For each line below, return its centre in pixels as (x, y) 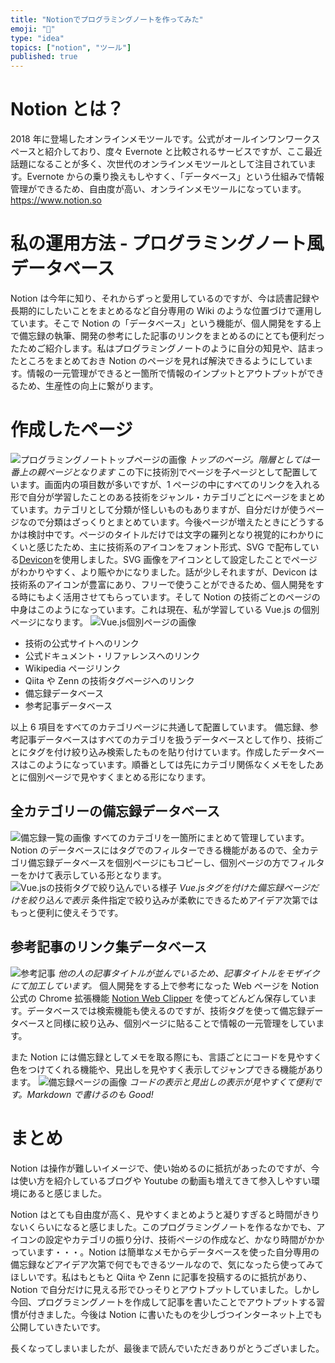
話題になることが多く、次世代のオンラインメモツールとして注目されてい (159, 164)
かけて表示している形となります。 (97, 875)
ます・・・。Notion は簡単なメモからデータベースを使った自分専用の (178, 1252)
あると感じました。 (67, 1193)
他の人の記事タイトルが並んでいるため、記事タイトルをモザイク (188, 973)
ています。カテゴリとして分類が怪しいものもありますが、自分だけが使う (158, 509)
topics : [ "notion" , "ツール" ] (71, 47)
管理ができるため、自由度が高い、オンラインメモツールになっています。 (158, 189)
